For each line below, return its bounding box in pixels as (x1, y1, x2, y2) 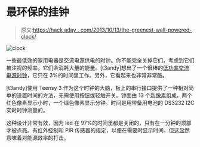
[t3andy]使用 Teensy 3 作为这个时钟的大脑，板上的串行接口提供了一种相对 (6, 84, 189, 91)
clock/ (20, 33, 37, 40)
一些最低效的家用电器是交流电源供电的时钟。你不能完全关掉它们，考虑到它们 (6, 57, 195, 64)
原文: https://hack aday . (20, 26, 79, 33)
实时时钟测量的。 (6, 107, 48, 114)
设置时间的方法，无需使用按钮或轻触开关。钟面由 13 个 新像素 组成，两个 (16, 92, 193, 99)
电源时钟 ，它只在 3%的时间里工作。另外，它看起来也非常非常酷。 (6, 71, 168, 79)
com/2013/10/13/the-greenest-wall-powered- (80, 26, 192, 33)
